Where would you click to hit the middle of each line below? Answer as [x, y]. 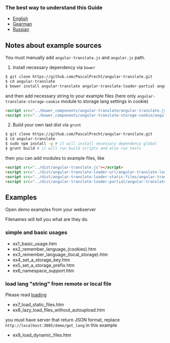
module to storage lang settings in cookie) [104, 101]
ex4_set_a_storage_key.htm [41, 260]
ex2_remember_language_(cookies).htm [54, 249]
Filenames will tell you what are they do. [47, 219]
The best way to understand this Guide [54, 8]
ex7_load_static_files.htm [38, 304]
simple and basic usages [36, 232]
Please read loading [26, 295]
